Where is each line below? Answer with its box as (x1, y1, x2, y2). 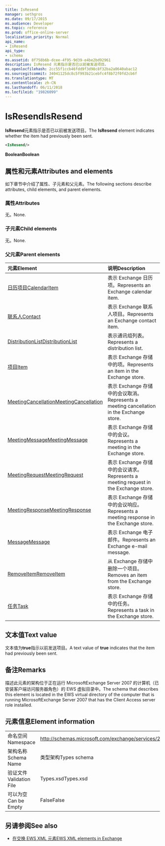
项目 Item (7, 363, 28, 370)
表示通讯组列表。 (107, 332, 147, 339)
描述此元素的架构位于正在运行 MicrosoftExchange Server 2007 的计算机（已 (5, 680, 159, 686)
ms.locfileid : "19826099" (5, 90, 58, 94)
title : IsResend (5, 7, 38, 12)
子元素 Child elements (5, 225, 57, 232)
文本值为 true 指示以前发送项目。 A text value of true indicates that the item (5, 645, 155, 651)
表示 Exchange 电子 (107, 529, 153, 536)
